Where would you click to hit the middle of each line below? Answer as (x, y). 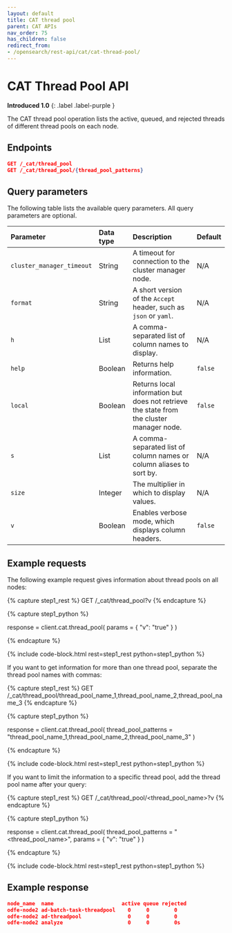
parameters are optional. (42, 215)
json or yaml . (153, 316)
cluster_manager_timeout (51, 266)
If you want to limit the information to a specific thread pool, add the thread (114, 777)
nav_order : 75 (28, 33)
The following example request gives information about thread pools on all (113, 580)
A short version (157, 290)
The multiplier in (158, 484)
